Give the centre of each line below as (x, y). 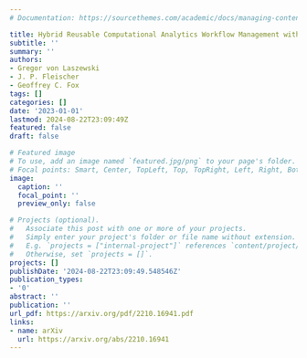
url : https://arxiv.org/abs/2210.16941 (94, 339)
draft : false (34, 137)
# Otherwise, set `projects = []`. (81, 254)
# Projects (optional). (55, 220)
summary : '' (32, 51)
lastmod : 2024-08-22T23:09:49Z (69, 120)
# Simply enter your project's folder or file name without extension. (153, 237)
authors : (26, 60)
